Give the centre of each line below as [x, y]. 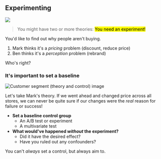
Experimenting [28, 8]
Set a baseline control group [42, 116]
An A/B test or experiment [46, 121]
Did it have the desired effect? [50, 136]
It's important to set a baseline [42, 76]
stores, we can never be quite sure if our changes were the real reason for [80, 101]
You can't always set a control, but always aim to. [55, 151]
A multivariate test [38, 126]
